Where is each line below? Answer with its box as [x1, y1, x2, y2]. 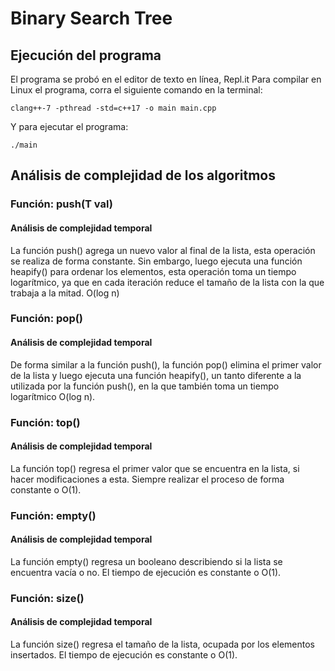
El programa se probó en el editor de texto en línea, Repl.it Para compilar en [10, 73, 322, 85]
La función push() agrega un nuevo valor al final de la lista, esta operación [10, 244, 316, 256]
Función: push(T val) [10, 197, 113, 211]
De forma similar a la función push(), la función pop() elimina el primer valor [10, 358, 322, 371]
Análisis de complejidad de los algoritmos [10, 167, 276, 184]
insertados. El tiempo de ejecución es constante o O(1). [10, 649, 238, 661]
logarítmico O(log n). [10, 390, 96, 402]
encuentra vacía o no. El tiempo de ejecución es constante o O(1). [10, 566, 282, 578]
